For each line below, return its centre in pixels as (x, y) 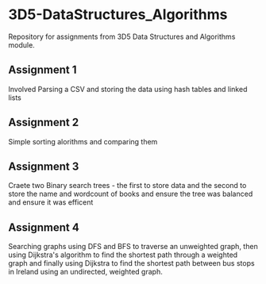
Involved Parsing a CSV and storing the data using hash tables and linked (128, 89)
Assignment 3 (44, 166)
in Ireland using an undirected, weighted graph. (85, 272)
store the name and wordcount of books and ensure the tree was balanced (131, 194)
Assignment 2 (44, 123)
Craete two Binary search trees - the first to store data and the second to (127, 186)
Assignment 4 (44, 227)
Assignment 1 (42, 70)
